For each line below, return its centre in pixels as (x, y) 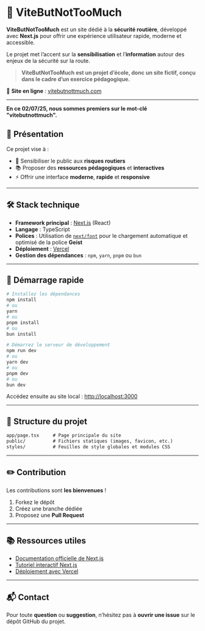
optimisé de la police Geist (49, 242)
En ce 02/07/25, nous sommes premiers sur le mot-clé (77, 108)
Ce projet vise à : (27, 149)
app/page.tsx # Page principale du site (64, 436)
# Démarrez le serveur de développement (59, 345)
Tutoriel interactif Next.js (46, 565)
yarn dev (17, 362)
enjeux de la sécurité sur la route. (48, 61)
